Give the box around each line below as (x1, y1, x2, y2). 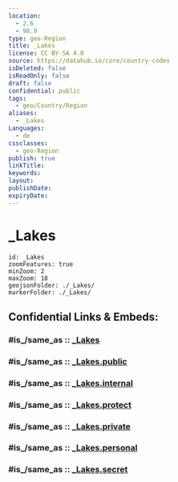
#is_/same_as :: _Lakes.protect (8, 399, 132, 410)
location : (8, 11, 42, 20)
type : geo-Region (8, 34, 67, 43)
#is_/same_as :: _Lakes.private (8, 421, 131, 432)
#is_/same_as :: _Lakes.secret (8, 464, 128, 476)
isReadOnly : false (8, 72, 70, 80)
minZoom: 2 (8, 267, 45, 275)
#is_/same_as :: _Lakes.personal (8, 443, 138, 454)
